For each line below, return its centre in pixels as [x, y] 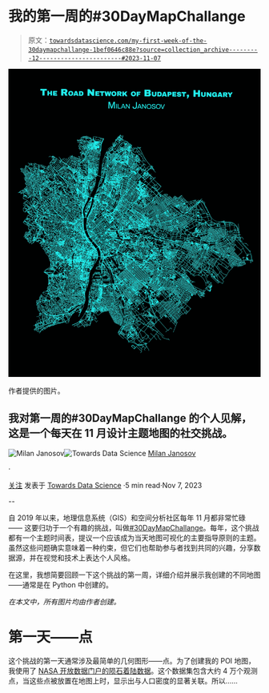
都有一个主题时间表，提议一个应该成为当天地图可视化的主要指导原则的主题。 [134, 538]
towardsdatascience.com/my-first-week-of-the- [128, 41]
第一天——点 [51, 637]
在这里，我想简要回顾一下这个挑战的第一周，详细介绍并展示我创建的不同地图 [134, 575]
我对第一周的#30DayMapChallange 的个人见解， [130, 418]
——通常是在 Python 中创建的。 [61, 584]
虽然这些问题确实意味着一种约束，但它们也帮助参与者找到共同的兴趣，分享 [131, 547]
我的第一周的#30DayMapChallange [127, 16]
